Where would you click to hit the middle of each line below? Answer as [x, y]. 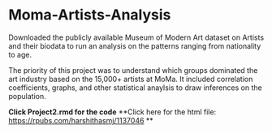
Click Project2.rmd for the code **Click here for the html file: [112, 112]
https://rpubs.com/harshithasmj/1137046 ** [81, 120]
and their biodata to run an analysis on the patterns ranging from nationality [135, 45]
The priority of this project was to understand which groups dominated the [133, 70]
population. [27, 96]
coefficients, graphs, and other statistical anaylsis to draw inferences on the [135, 88]
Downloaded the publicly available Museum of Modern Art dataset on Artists [136, 37]
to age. [20, 54]
